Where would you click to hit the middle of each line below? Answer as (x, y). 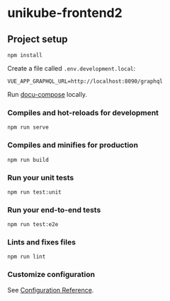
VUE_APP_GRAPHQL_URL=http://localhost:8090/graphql (85, 81)
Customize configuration (51, 275)
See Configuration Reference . (51, 290)
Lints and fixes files (42, 242)
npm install (25, 55)
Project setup (38, 39)
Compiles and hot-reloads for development (83, 112)
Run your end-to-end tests (54, 210)
